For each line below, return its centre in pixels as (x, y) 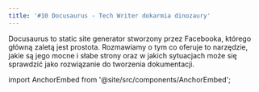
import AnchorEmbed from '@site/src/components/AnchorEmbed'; (120, 79)
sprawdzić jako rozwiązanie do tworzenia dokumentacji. (102, 64)
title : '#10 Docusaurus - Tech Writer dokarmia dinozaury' (110, 16)
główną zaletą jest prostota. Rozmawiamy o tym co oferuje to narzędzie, (128, 47)
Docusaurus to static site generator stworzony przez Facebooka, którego (130, 38)
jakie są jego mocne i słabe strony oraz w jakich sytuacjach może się (123, 55)
